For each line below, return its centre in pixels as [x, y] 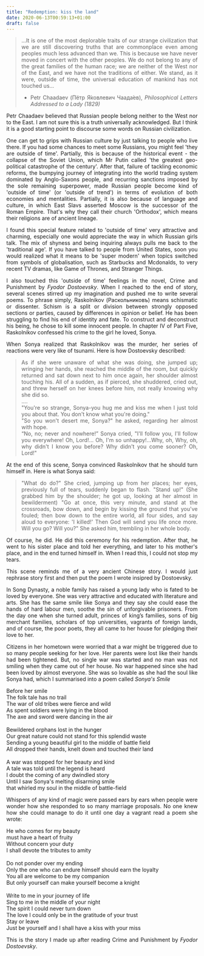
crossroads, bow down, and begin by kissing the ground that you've [109, 509]
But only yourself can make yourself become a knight [73, 883]
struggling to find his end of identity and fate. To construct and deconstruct [102, 320]
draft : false [23, 23]
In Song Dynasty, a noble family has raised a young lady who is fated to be [102, 590]
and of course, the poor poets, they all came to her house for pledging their [102, 628]
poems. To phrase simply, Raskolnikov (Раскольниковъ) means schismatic [102, 300]
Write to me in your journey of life [48, 896]
